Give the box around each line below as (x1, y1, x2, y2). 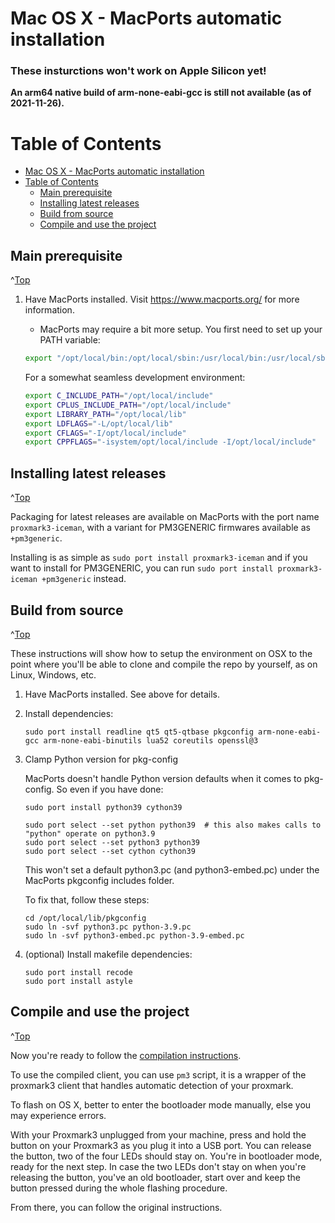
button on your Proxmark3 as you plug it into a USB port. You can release (10, 1139, 312, 1151)
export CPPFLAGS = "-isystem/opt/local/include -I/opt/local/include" (24, 437, 317, 447)
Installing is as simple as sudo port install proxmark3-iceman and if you (10, 552, 308, 564)
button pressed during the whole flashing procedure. (10, 1182, 228, 1194)
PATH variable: (39, 334, 101, 346)
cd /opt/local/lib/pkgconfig (24, 913, 147, 923)
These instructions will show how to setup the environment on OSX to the (10, 647, 313, 659)
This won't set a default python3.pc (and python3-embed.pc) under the (24, 863, 320, 876)
